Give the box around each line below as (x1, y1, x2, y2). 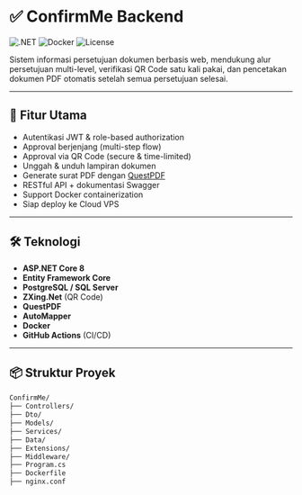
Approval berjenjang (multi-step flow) (22, 141, 162, 152)
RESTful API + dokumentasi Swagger (22, 179, 160, 190)
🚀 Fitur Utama (9, 108, 87, 123)
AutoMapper (22, 310, 72, 321)
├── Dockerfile (9, 469, 67, 478)
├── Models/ (9, 418, 54, 427)
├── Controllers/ (9, 402, 75, 411)
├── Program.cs (9, 461, 67, 470)
